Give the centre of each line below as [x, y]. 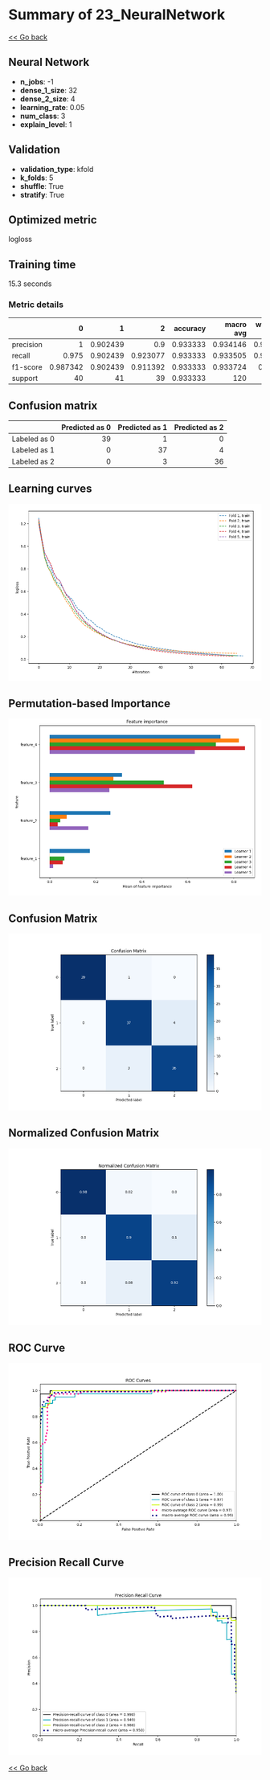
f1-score [27, 366]
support [25, 378]
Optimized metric [53, 220]
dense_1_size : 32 [49, 90]
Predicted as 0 [86, 427]
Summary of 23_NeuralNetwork [117, 15]
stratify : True [42, 194]
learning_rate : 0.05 [52, 107]
